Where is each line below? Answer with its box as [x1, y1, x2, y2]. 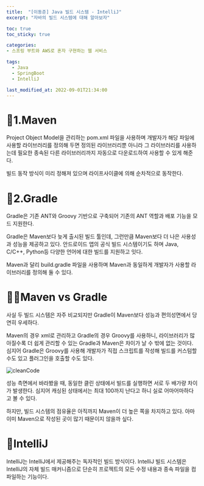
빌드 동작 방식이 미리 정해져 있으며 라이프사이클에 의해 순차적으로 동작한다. [6, 170, 184, 177]
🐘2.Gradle [6, 191, 58, 205]
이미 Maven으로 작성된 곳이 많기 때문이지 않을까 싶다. [6, 415, 134, 423]
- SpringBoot [12, 70, 45, 76]
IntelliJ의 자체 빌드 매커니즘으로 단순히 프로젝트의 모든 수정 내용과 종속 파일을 [6, 465, 190, 473]
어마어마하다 [164, 387, 194, 395]
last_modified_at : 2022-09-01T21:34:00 [6, 86, 108, 93]
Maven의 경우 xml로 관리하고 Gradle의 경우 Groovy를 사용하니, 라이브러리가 [6, 332, 189, 339]
